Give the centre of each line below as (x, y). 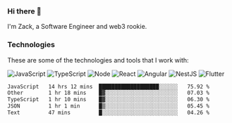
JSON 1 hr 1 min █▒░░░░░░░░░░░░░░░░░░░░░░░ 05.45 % (109, 106)
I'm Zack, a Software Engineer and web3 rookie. (77, 27)
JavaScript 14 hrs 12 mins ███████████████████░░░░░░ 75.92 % (109, 86)
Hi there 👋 (25, 11)
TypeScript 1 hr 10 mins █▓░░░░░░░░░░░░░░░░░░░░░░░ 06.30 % (109, 100)
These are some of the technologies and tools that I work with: (98, 60)
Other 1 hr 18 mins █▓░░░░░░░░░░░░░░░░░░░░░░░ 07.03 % (109, 93)
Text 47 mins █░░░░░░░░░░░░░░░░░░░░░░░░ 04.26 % (109, 113)
